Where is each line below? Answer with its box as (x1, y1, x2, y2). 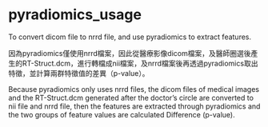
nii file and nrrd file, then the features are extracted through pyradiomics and (8, 101, 261, 111)
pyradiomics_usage (8, 6, 142, 24)
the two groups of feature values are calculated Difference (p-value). (8, 109, 235, 119)
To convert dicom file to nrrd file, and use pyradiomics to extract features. (8, 32, 252, 42)
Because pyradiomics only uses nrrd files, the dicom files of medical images (8, 84, 260, 93)
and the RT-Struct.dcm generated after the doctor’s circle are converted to (8, 93, 254, 102)
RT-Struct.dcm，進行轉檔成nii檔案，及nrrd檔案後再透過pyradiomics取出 (22, 58, 258, 68)
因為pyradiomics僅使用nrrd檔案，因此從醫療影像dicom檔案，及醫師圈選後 (8, 48, 251, 58)
